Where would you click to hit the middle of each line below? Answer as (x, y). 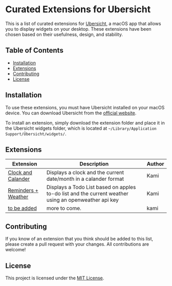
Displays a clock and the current (85, 173)
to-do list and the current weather (88, 194)
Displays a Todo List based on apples (91, 187)
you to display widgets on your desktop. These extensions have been (79, 29)
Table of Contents (35, 50)
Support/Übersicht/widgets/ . (36, 133)
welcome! (16, 250)
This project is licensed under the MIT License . (55, 278)
